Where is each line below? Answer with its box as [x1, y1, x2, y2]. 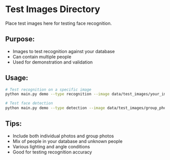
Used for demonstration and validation [12, 59, 93, 65]
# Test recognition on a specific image [5, 87, 92, 92]
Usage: [5, 74, 29, 82]
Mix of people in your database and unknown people [12, 138, 123, 144]
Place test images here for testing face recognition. [5, 20, 112, 26]
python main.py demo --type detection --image [5, 105, 105, 111]
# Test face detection [5, 101, 53, 106]
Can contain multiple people [12, 54, 72, 60]
